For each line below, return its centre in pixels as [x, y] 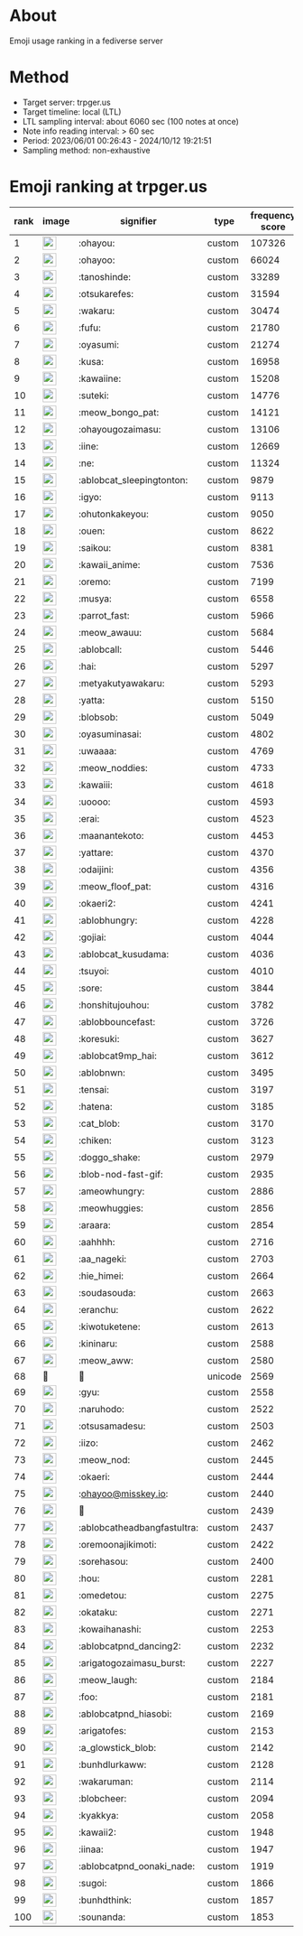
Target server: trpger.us [66, 102]
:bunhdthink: [105, 1900]
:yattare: [96, 852]
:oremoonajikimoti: [117, 1544]
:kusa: [91, 361]
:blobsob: [98, 717]
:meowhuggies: [111, 1208]
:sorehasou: [103, 1561]
